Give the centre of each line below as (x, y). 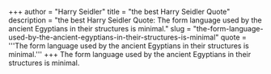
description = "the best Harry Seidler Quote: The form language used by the (135, 20)
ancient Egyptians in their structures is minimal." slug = (100, 29)
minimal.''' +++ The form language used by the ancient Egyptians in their (130, 54)
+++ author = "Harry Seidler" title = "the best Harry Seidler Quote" (119, 12)
